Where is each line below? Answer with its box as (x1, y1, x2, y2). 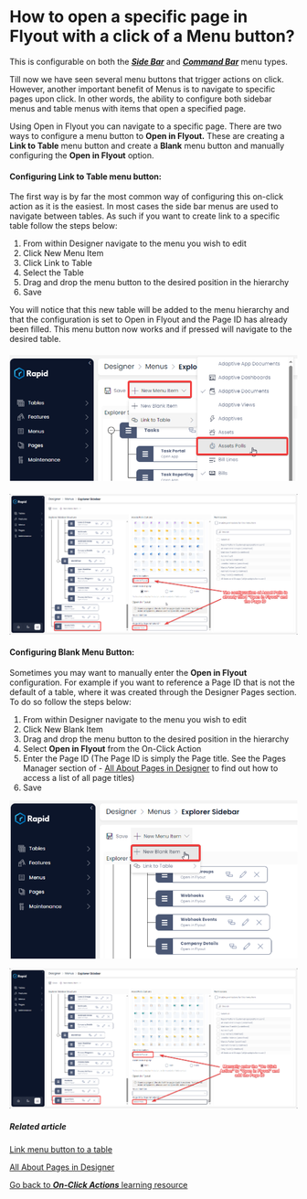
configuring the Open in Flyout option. (9, 149, 154, 161)
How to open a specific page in (9, 6, 249, 27)
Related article (9, 1121, 67, 1132)
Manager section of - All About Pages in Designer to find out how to (22, 763, 279, 774)
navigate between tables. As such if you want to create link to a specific (9, 210, 281, 221)
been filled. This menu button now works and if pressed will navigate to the (9, 324, 292, 335)
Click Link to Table (22, 258, 93, 269)
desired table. (9, 334, 61, 345)
